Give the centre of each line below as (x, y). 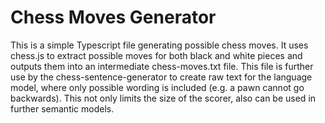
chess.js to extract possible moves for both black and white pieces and (156, 55)
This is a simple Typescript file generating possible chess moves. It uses (159, 45)
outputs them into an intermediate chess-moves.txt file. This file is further (162, 66)
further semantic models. (62, 108)
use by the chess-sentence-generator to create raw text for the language (161, 77)
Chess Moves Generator (113, 17)
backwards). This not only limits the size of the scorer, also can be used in (163, 98)
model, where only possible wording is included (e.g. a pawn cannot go (157, 87)
